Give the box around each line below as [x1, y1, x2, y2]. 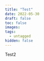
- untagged [9, 34, 31, 39]
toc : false [5, 20, 27, 25]
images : [5, 25, 21, 30]
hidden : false [5, 38, 33, 43]
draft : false [5, 16, 31, 21]
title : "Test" [5, 7, 33, 12]
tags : [5, 29, 16, 34]
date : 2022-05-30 [5, 12, 40, 16]
